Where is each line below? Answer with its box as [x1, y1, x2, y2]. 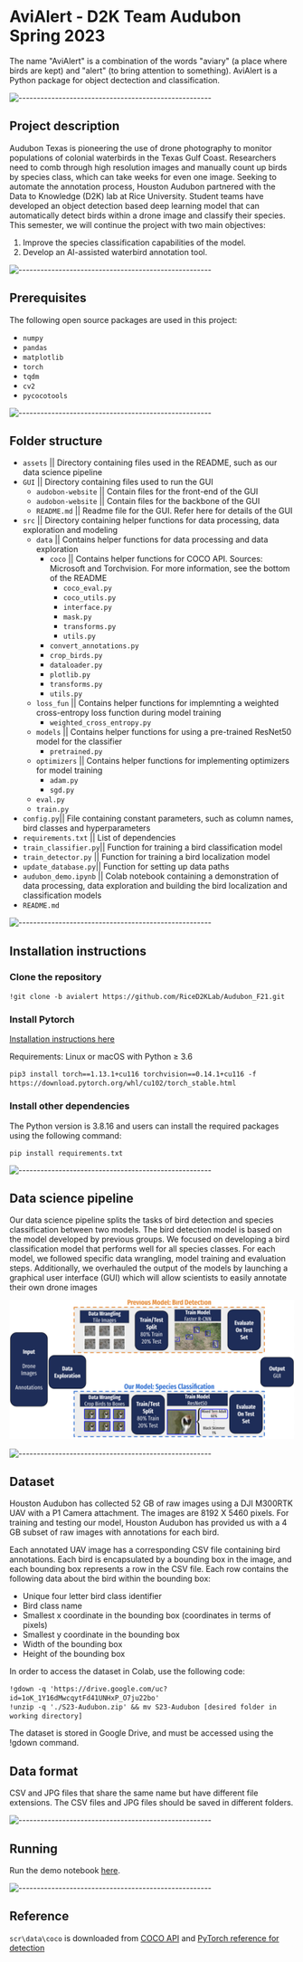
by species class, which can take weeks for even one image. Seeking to [9, 171, 278, 182]
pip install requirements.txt [9, 1148, 124, 1157]
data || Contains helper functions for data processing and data [35, 534, 269, 545]
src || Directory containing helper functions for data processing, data [22, 515, 280, 526]
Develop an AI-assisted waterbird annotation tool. [22, 246, 208, 257]
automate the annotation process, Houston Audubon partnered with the [9, 181, 276, 192]
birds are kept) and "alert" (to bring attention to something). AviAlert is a [9, 65, 278, 76]
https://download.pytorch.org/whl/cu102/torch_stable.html [9, 1079, 237, 1088]
